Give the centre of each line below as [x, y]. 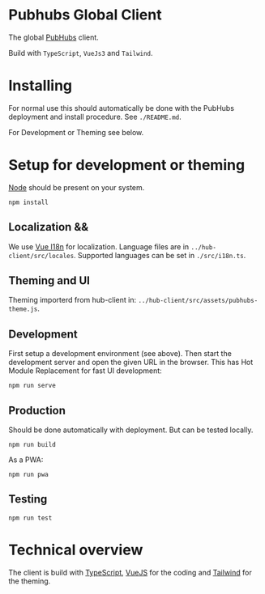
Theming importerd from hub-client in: [72, 300]
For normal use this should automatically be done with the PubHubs [122, 108]
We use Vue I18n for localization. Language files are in [99, 246]
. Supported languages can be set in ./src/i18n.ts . [160, 255]
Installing [41, 86]
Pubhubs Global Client [85, 15]
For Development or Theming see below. [76, 132]
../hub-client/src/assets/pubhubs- [198, 301]
